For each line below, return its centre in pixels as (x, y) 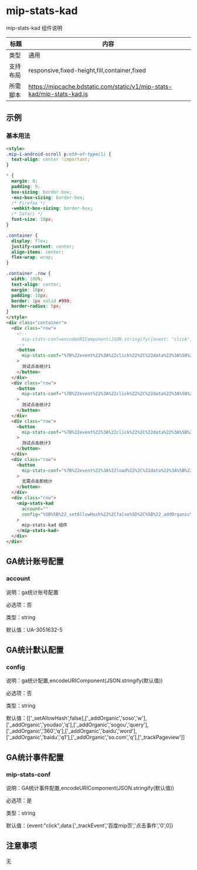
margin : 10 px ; (28, 290)
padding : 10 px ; (30, 295)
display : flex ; (30, 241)
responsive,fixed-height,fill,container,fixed (87, 70)
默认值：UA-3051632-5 (34, 630)
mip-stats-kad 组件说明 (34, 28)
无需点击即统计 (37, 482)
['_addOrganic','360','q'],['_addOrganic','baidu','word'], (72, 731)
